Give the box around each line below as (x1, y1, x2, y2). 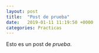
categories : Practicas (6, 24, 62, 31)
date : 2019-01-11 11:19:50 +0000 (6, 19, 94, 25)
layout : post (6, 8, 38, 15)
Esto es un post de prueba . (6, 41, 72, 48)
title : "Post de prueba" (6, 14, 70, 20)
